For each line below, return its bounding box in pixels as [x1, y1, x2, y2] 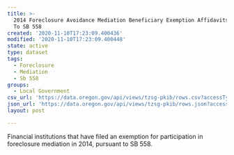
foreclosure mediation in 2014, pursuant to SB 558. [7, 140, 153, 148]
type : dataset [7, 49, 49, 56]
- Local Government [13, 88, 70, 95]
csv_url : [7, 95, 33, 101]
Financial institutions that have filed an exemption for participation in [7, 132, 203, 140]
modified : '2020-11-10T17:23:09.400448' [7, 36, 127, 43]
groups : [7, 81, 30, 88]
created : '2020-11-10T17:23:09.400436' [7, 29, 123, 37]
